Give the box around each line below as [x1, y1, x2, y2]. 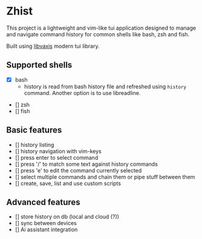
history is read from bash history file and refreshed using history [24, 83, 186, 90]
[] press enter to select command [15, 154, 99, 161]
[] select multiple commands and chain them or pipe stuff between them [15, 173, 195, 180]
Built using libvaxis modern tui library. [6, 42, 100, 50]
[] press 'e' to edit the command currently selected [15, 166, 142, 174]
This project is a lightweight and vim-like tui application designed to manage [6, 24, 197, 31]
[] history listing [15, 141, 54, 148]
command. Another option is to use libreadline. [24, 89, 141, 96]
